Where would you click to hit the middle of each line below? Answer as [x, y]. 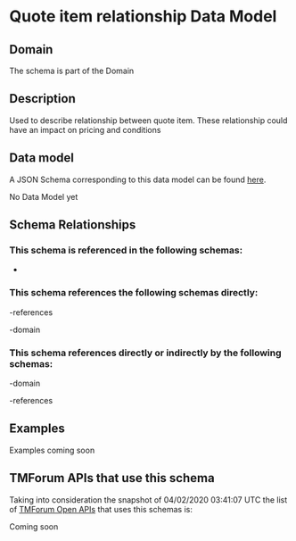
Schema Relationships [73, 225]
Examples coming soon [52, 450]
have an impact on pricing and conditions [85, 129]
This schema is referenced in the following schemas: [126, 250]
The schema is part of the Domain [72, 71]
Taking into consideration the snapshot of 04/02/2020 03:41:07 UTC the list [148, 499]
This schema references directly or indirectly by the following [146, 353]
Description [42, 99]
